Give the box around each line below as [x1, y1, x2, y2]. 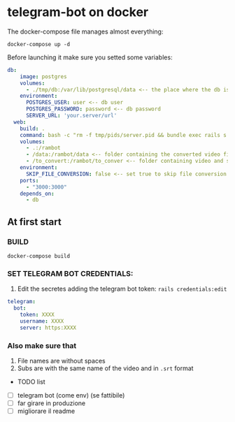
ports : [20, 177, 39, 184]
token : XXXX [20, 312, 55, 319]
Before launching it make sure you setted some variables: [7, 53, 173, 61]
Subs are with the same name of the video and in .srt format [17, 364, 194, 372]
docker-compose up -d [7, 41, 71, 48]
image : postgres [20, 73, 68, 80]
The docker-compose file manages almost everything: [7, 27, 164, 36]
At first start [7, 216, 62, 228]
